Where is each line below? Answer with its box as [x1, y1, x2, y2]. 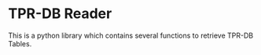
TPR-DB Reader [8, 5, 112, 23]
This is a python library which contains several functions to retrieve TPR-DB [8, 31, 254, 40]
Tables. [8, 38, 32, 48]
